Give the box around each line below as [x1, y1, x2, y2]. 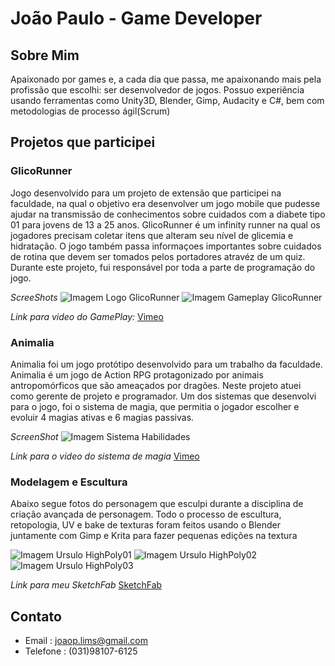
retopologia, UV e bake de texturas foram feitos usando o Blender [10, 519, 281, 531]
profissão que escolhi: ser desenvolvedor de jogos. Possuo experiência [10, 84, 305, 96]
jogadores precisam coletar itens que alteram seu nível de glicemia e [10, 229, 294, 241]
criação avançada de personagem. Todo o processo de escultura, [10, 508, 282, 521]
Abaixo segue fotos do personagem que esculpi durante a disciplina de [10, 498, 304, 510]
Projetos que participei [10, 134, 156, 151]
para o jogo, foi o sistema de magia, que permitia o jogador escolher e [10, 400, 300, 412]
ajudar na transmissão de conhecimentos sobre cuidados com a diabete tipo [10, 208, 326, 220]
